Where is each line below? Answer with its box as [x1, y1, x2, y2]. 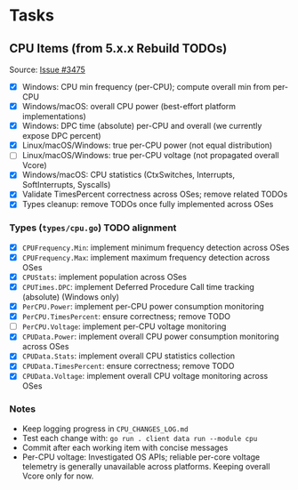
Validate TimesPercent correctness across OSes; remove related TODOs [21, 189, 288, 200]
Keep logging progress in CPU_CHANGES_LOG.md [21, 423, 189, 434]
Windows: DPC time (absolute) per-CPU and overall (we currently [21, 121, 262, 132]
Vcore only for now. [21, 470, 94, 481]
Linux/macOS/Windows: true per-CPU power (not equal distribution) [21, 140, 273, 151]
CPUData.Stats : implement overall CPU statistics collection [21, 350, 236, 361]
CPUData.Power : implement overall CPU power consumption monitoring [21, 331, 279, 342]
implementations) [21, 111, 86, 122]
